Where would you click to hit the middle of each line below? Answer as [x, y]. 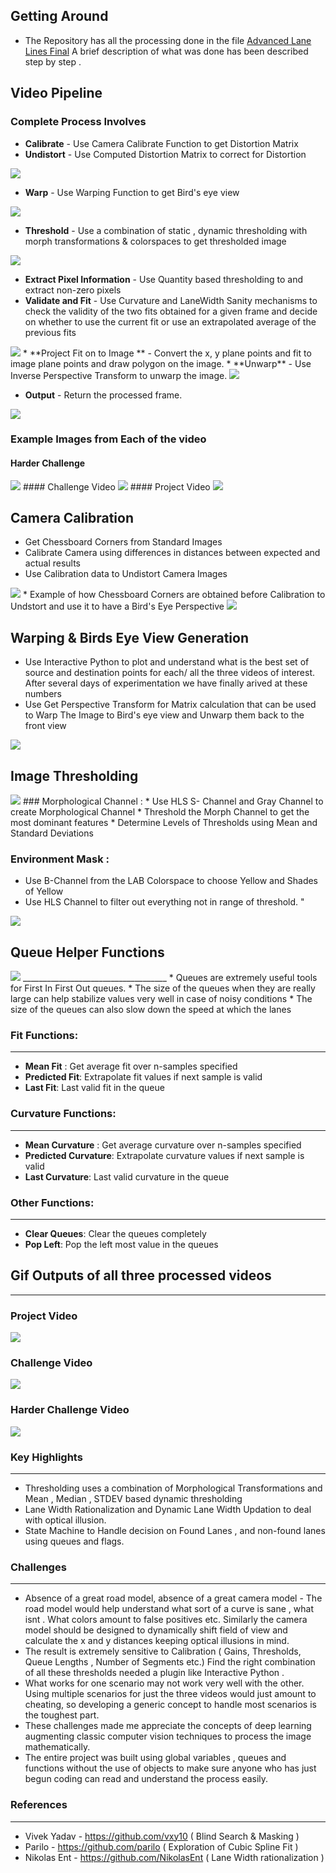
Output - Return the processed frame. [103, 395]
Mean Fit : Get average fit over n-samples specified [131, 1066]
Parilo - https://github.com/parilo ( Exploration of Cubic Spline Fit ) [161, 1846]
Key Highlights [46, 1457]
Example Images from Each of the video [108, 439]
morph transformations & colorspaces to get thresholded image [155, 241]
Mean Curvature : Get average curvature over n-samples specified [163, 1145]
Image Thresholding [74, 775]
